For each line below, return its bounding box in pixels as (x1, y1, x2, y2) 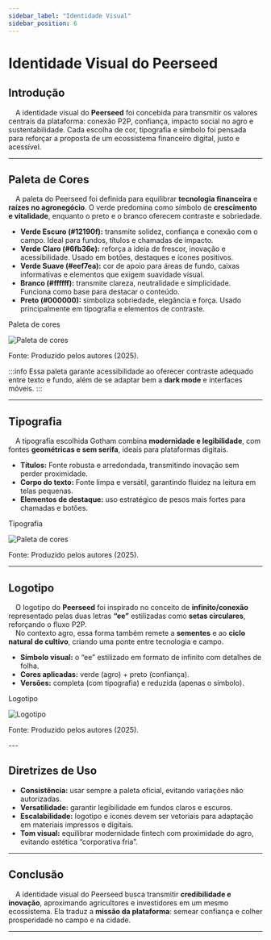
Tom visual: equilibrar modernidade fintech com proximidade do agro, (19, 828, 254, 838)
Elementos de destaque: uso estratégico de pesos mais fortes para (19, 495, 246, 504)
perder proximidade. (19, 469, 89, 478)
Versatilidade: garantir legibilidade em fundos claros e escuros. (19, 802, 233, 812)
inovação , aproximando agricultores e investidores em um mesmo (8, 897, 229, 908)
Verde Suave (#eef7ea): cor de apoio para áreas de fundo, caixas (19, 261, 240, 271)
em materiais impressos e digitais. (19, 820, 134, 829)
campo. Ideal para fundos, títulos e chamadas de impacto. (19, 236, 214, 245)
